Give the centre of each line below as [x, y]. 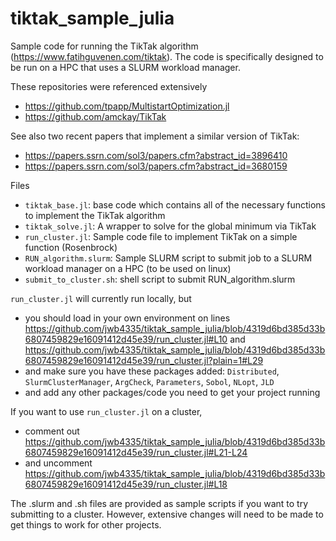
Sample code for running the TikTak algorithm [104, 46]
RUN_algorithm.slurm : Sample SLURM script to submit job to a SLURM [168, 258]
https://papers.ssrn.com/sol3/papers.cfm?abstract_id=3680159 [156, 166]
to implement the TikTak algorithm [95, 215]
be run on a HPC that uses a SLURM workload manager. [125, 67]
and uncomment [58, 463]
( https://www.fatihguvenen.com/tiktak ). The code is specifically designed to [167, 56]
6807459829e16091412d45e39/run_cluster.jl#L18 [126, 484]
